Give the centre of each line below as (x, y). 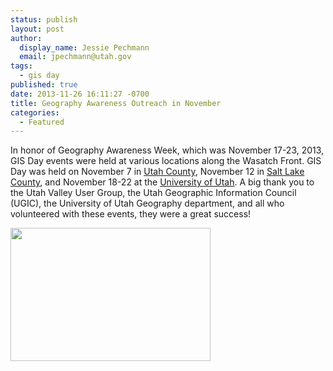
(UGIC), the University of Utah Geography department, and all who (147, 203)
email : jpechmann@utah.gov (75, 57)
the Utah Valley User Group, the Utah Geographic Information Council (153, 193)
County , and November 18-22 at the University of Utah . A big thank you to (162, 182)
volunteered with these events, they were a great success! (131, 214)
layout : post (37, 29)
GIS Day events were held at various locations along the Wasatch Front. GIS (166, 161)
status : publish (44, 19)
